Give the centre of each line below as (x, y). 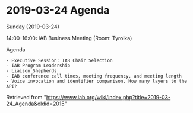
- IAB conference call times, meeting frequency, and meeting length (94, 76)
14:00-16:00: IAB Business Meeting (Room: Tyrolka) (69, 38)
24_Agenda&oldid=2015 (35, 104)
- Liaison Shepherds (32, 71)
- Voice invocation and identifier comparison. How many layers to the (96, 81)
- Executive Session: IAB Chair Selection (59, 60)
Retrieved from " (26, 97)
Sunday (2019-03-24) (33, 27)
